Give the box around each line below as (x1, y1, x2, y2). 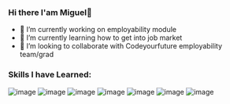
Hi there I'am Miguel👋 (8, 7, 92, 18)
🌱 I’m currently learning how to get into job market (19, 33, 183, 42)
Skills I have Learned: (8, 70, 92, 81)
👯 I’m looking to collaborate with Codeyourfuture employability (19, 41, 223, 51)
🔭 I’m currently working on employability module (19, 25, 177, 34)
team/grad (19, 50, 54, 59)
